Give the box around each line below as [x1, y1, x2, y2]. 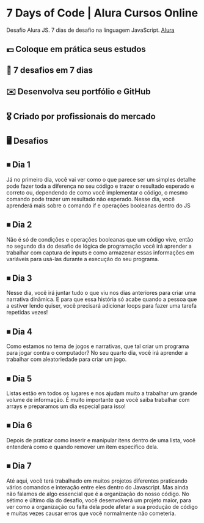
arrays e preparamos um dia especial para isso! [6, 402, 126, 410]
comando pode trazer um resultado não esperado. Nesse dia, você [6, 195, 175, 202]
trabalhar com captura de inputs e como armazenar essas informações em [6, 248, 194, 256]
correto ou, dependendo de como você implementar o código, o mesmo [6, 188, 188, 196]
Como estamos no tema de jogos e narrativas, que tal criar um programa [6, 343, 189, 350]
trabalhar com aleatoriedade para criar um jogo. [6, 355, 127, 363]
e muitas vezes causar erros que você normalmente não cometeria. [6, 510, 177, 517]
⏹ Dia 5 [6, 373, 32, 384]
